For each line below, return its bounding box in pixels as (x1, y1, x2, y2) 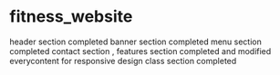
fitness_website (9, 6, 133, 27)
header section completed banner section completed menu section (9, 36, 263, 47)
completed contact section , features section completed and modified (9, 45, 272, 56)
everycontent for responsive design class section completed (9, 55, 237, 66)
